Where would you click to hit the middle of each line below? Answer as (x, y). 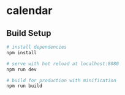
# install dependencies (37, 47)
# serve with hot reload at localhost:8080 (63, 64)
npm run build (25, 86)
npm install (21, 52)
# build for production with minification (61, 80)
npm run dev (21, 69)
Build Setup (29, 33)
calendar (30, 11)
